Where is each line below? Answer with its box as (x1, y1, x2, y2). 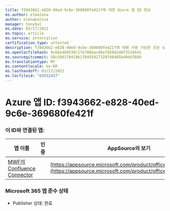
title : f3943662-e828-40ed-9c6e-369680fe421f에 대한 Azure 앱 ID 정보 (5, 7, 151, 13)
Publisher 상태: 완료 (12, 200, 53, 206)
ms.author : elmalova (5, 12, 49, 17)
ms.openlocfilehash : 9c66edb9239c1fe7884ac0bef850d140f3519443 (5, 50, 142, 55)
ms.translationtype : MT (5, 59, 56, 64)
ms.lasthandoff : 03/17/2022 (5, 69, 65, 74)
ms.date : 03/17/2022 (5, 26, 49, 31)
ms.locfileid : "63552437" (5, 73, 60, 78)
